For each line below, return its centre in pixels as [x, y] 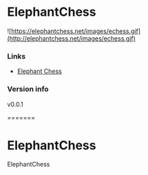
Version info [28, 89]
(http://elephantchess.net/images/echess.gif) [72, 38]
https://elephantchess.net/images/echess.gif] [76, 31]
